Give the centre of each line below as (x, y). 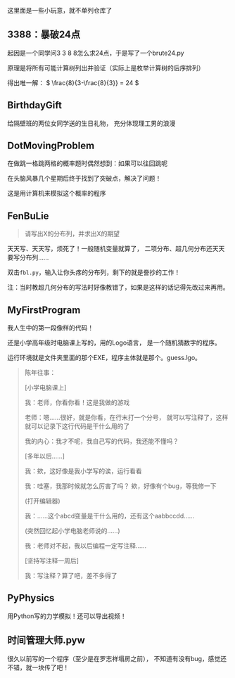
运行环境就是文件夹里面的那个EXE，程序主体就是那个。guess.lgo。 (104, 358)
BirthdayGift (34, 105)
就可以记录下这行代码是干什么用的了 (77, 426)
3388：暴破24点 (44, 35)
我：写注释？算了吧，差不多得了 (71, 576)
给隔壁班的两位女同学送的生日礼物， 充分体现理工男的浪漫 (91, 123)
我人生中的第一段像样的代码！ (50, 328)
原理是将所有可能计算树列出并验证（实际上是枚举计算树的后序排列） (106, 68)
